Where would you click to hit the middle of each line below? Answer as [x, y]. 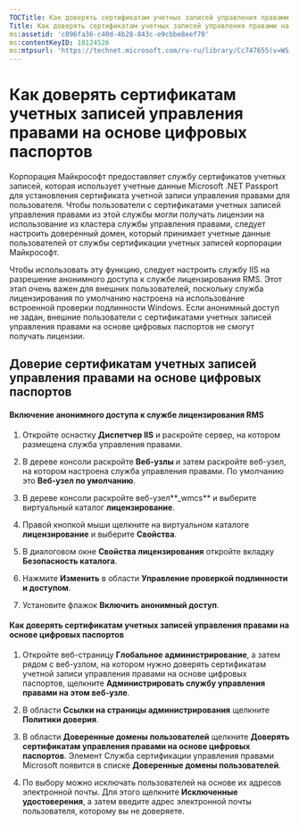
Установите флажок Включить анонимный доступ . [120, 604]
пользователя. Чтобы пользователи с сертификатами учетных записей [145, 205]
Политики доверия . [60, 719]
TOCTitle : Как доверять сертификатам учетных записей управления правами [149, 17]
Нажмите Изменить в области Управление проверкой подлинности [155, 578]
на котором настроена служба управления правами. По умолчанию [153, 471]
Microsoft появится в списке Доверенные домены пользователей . [151, 765]
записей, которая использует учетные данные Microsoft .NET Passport [144, 186]
